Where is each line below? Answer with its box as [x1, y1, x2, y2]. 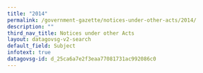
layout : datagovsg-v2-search [7, 36, 91, 43]
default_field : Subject [7, 42, 76, 49]
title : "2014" [7, 10, 48, 17]
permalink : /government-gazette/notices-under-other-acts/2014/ [7, 17, 197, 24]
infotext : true [7, 49, 51, 56]
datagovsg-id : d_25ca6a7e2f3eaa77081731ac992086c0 [7, 56, 157, 63]
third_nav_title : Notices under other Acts [7, 29, 135, 37]
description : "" [7, 23, 54, 30]
